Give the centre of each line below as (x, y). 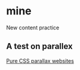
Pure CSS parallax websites (40, 60)
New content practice (33, 28)
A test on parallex (39, 46)
